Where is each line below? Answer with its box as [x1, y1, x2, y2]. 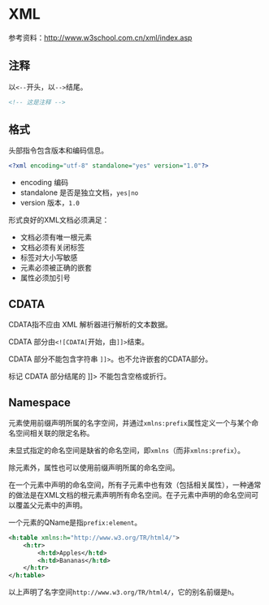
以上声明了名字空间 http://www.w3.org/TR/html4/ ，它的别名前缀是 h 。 [8, 587, 239, 597]
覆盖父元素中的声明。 [15, 500, 87, 510]
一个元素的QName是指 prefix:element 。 [8, 517, 142, 527]
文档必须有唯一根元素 [20, 232, 92, 242]
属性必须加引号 [20, 273, 71, 283]
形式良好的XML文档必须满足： [8, 215, 110, 225]
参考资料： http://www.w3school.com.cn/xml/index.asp [8, 32, 193, 42]
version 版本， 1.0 [20, 198, 80, 208]
